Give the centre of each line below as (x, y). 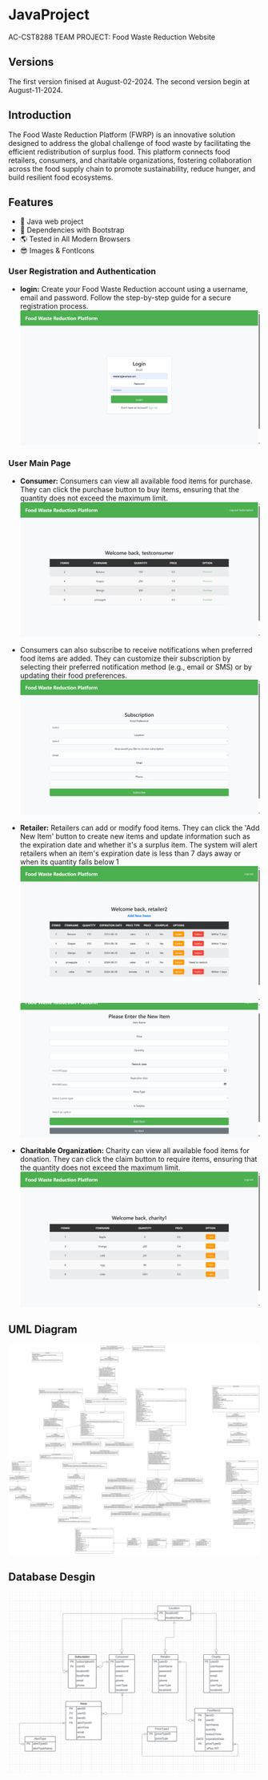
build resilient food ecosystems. (61, 177)
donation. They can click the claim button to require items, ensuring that (138, 1159)
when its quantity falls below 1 (69, 862)
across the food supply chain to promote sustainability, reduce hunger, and (132, 168)
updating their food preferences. (74, 676)
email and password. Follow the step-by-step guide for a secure (126, 297)
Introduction (40, 115)
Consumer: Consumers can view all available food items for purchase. (136, 481)
